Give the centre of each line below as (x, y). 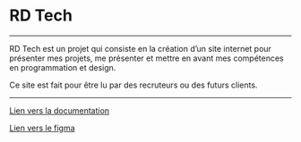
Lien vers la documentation (60, 110)
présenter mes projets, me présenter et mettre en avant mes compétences (146, 58)
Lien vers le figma (42, 128)
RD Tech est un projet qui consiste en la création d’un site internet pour (140, 48)
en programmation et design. (63, 67)
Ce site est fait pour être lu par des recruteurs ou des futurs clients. (133, 85)
